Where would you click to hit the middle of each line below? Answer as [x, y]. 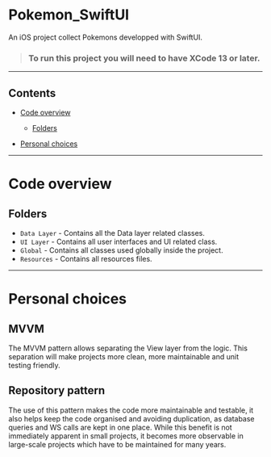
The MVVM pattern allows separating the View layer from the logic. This [128, 348]
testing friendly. [34, 366]
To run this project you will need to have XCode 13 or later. [144, 58]
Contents [32, 93]
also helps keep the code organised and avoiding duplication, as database [132, 418]
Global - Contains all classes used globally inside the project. [121, 250]
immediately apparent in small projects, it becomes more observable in [126, 436]
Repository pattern [57, 390]
